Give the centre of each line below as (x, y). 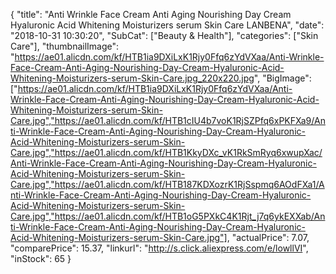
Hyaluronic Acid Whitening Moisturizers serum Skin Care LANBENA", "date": (167, 25)
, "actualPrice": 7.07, (268, 237)
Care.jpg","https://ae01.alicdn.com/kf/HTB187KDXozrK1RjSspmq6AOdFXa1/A (167, 184)
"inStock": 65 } (41, 258)
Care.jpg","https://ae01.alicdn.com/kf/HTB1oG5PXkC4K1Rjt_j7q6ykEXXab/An (168, 216)
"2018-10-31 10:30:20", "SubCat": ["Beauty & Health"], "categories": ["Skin (164, 35)
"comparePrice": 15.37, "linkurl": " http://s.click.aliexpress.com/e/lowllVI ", (159, 248)
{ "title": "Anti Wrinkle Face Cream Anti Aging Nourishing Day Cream (151, 14)
